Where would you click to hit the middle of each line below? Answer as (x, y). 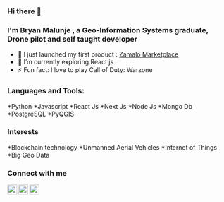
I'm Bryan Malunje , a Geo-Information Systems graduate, (108, 30)
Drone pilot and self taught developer (72, 39)
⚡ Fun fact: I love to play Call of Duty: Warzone (85, 70)
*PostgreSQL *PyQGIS (41, 114)
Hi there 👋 (25, 11)
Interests (23, 132)
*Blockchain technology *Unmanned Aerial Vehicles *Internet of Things (112, 147)
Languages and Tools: (46, 91)
